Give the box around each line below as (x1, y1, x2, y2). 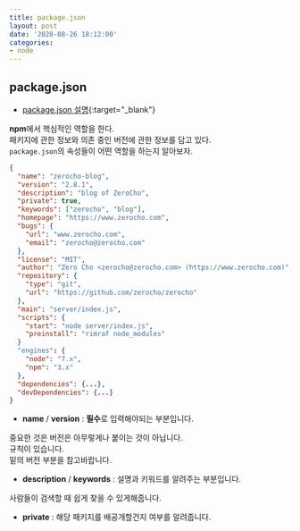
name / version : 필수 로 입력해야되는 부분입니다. (21, 413, 194, 425)
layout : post (9, 21, 58, 30)
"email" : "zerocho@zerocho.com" (25, 238, 146, 247)
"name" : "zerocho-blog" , (17, 172, 110, 181)
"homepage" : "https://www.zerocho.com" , (17, 214, 170, 223)
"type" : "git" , (25, 280, 82, 289)
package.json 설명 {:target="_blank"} (21, 104, 156, 114)
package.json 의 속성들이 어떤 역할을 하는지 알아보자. (9, 145, 194, 156)
